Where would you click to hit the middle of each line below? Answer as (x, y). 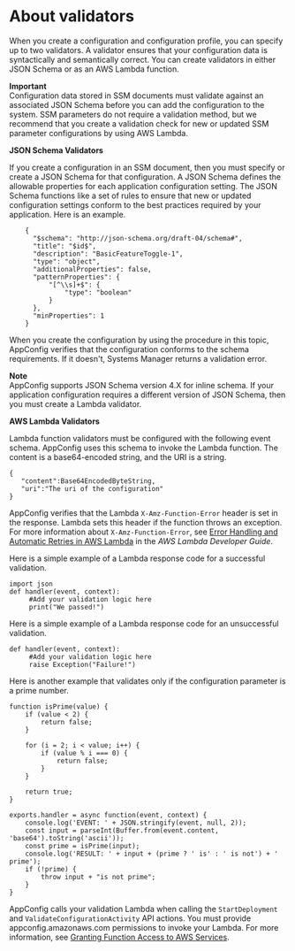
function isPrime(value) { (59, 706)
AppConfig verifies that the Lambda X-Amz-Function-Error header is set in (144, 513)
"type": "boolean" (98, 292)
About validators (72, 16)
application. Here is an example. (68, 214)
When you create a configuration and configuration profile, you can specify (146, 41)
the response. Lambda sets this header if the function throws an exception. (146, 522)
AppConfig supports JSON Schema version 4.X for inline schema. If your (141, 385)
